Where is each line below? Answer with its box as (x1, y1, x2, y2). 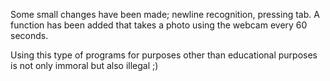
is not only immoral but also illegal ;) (10, 60, 159, 71)
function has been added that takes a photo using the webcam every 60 (10, 19, 308, 31)
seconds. (10, 30, 49, 41)
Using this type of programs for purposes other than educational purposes (10, 49, 318, 61)
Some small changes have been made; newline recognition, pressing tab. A (10, 9, 320, 20)
